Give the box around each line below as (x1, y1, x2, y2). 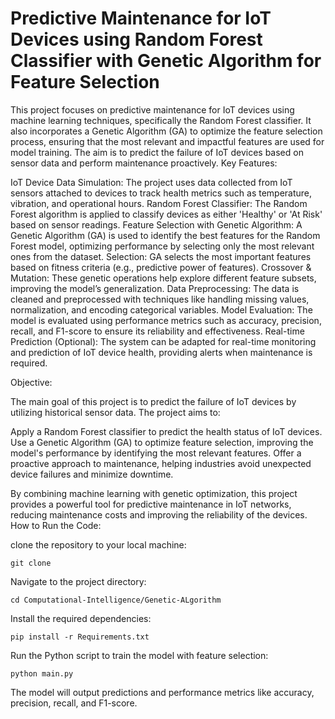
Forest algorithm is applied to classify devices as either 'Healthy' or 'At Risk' (10, 208, 323, 220)
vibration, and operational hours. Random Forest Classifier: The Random (10, 197, 308, 209)
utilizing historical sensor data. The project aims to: (10, 406, 221, 418)
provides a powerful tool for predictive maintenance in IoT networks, (10, 498, 292, 510)
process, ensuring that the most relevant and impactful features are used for (10, 135, 325, 147)
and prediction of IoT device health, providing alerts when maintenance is (10, 346, 313, 358)
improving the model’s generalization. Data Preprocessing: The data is (10, 282, 300, 294)
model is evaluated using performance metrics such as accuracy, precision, (10, 314, 322, 326)
